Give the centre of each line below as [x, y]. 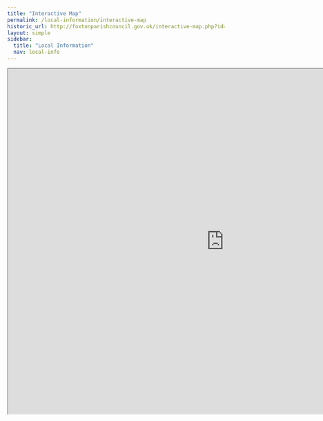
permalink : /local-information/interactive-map [77, 20]
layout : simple [29, 33]
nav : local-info [37, 52]
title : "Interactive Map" [44, 13]
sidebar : [20, 39]
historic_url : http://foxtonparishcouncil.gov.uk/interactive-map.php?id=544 [121, 26]
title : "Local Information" [54, 46]
